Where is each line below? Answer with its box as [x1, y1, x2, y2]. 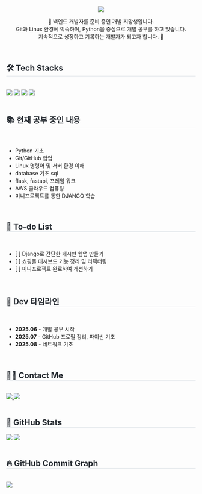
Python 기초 [14, 147, 44, 154]
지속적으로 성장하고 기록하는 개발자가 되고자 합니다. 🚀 [38, 33, 164, 40]
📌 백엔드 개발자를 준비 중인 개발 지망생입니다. [47, 18, 155, 25]
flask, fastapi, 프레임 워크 [14, 177, 76, 184]
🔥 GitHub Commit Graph [6, 458, 99, 469]
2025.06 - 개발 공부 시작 [14, 325, 75, 333]
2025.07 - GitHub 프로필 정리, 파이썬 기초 [14, 333, 115, 340]
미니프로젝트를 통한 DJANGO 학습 [14, 192, 96, 199]
